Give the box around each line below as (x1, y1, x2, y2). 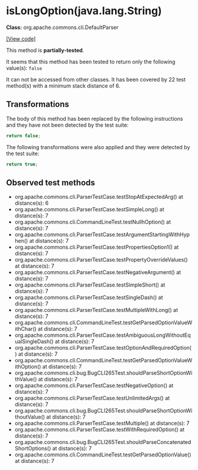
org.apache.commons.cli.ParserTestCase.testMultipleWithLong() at (14, 307, 178, 314)
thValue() (14, 376, 37, 383)
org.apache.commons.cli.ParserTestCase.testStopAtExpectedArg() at (14, 194, 183, 201)
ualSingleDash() (14, 338, 54, 345)
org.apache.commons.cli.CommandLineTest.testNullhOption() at (14, 218, 171, 226)
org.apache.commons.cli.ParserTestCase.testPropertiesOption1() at (14, 244, 179, 251)
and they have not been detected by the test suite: (6, 121, 129, 128)
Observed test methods (6, 178, 96, 188)
